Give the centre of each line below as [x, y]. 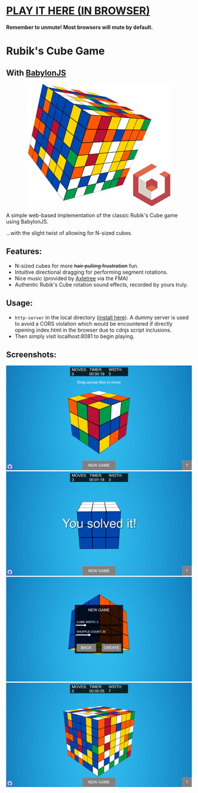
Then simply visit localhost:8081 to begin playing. [75, 336]
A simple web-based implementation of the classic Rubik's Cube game [92, 215]
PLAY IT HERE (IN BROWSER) [78, 11]
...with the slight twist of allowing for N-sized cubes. [69, 233]
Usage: [20, 303]
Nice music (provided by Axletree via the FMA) [71, 278]
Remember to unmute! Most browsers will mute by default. [80, 27]
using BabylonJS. [27, 221]
